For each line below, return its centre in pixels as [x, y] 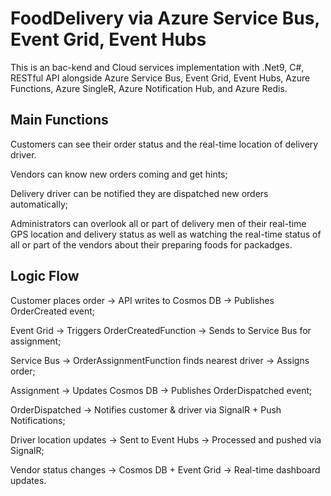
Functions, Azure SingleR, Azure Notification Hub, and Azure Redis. [149, 88]
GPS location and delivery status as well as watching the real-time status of [166, 234]
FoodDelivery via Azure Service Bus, [165, 18]
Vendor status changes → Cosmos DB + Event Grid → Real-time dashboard [165, 469]
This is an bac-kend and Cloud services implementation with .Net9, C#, [157, 67]
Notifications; [38, 420]
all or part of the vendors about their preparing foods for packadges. [151, 244]
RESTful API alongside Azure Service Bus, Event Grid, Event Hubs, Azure [160, 78]
